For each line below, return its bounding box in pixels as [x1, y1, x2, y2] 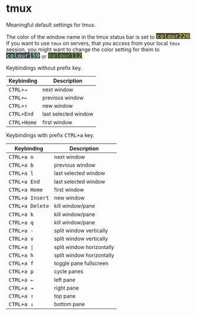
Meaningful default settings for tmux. [6, 21, 96, 28]
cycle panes [54, 268, 84, 275]
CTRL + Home [8, 119, 37, 125]
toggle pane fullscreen [54, 260, 109, 267]
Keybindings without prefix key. [6, 64, 82, 71]
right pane [54, 284, 79, 291]
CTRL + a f [8, 260, 34, 267]
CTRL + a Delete [8, 203, 49, 210]
